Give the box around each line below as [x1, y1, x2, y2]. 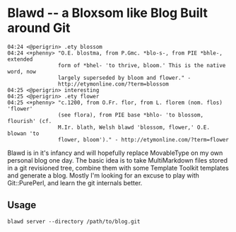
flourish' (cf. [7, 117, 52, 124]
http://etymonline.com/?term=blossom [57, 80, 170, 88]
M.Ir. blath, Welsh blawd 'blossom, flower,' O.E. [57, 124, 211, 131]
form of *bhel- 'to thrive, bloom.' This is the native [57, 62, 226, 69]
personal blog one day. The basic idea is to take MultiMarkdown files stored [7, 156, 228, 164]
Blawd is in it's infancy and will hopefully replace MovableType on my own [7, 149, 223, 157]
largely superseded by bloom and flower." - [57, 74, 191, 81]
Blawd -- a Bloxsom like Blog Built [7, 5, 208, 21]
